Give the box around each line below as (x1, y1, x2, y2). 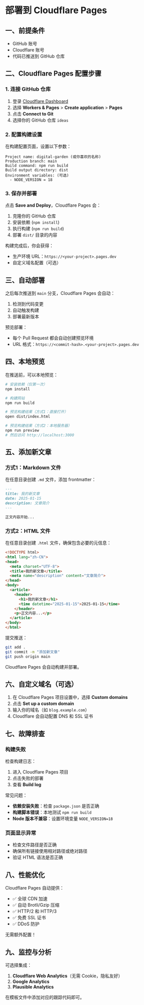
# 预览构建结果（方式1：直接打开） (5, 409, 68, 415)
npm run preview (5, 428, 39, 433)
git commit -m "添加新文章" (5, 649, 60, 655)
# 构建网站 (5, 395, 25, 401)
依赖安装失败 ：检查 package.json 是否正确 (12, 803, 99, 809)
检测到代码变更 (12, 301, 44, 307)
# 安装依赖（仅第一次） (5, 382, 48, 387)
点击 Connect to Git (12, 110, 54, 116)
